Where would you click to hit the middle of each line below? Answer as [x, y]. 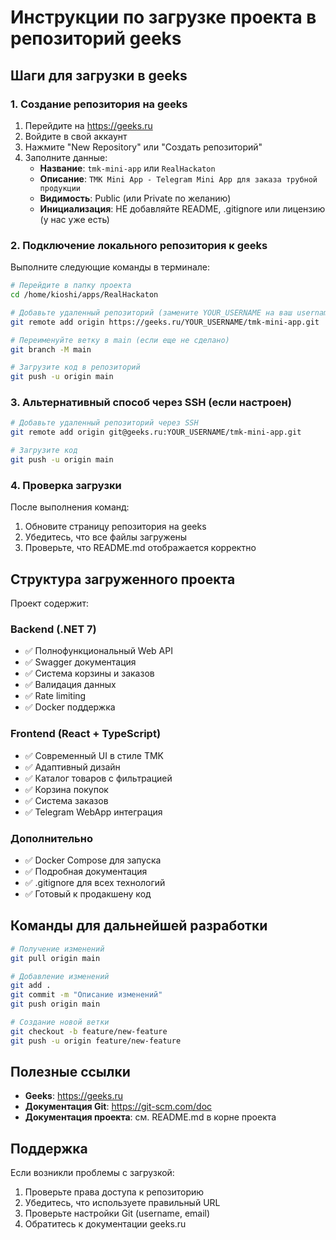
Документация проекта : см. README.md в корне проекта [150, 1117]
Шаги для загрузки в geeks [99, 75]
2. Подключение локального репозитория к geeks [139, 245]
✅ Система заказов [66, 800]
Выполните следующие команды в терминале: [110, 267]
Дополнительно [51, 838]
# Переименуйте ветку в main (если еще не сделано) [120, 340]
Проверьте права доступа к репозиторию [114, 1192]
